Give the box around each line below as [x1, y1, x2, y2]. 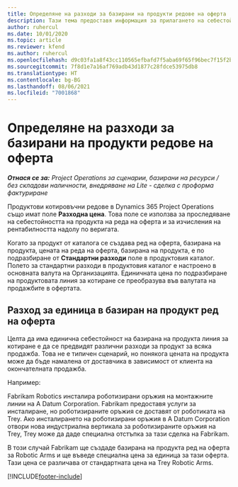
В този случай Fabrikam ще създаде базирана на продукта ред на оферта [7, 443, 230, 452]
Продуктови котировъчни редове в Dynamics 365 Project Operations [7, 203, 215, 211]
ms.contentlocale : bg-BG [7, 76, 81, 84]
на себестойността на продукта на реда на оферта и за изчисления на [7, 218, 221, 226]
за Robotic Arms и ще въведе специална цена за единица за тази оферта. [7, 451, 229, 459]
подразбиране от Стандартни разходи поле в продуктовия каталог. [7, 254, 215, 262]
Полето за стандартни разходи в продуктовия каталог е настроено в [7, 262, 217, 270]
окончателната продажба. [7, 364, 87, 373]
